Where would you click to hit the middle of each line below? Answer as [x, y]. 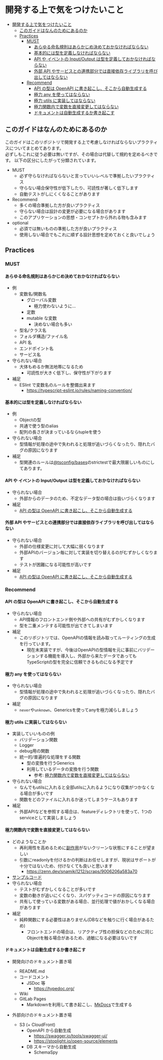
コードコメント [34, 977]
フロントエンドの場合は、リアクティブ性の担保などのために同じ [90, 932]
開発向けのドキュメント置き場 [42, 961]
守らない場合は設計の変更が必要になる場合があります [73, 211]
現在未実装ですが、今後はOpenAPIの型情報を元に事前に [82, 650]
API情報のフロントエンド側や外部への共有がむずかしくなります [82, 619]
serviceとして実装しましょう [48, 818]
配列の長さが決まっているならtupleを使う [60, 432]
